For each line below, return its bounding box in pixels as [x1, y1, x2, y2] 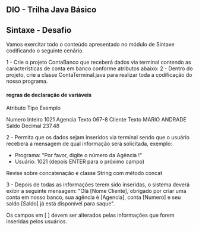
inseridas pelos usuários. [6, 218, 68, 225]
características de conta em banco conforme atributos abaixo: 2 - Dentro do [6, 65, 193, 72]
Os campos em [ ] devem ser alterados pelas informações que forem [6, 211, 175, 219]
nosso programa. [6, 77, 48, 85]
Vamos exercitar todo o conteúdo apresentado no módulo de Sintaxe [6, 41, 175, 48]
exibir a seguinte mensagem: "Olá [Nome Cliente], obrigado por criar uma [6, 188, 187, 195]
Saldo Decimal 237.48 [6, 122, 60, 130]
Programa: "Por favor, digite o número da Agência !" [14, 152, 143, 159]
